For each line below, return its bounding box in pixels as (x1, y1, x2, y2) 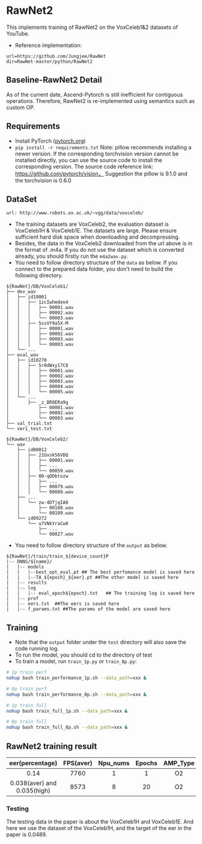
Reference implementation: (14, 42, 82, 49)
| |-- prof (6, 596, 39, 602)
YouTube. (6, 30, 30, 37)
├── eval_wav (6, 352, 39, 358)
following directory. (14, 272, 63, 279)
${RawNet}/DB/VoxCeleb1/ (6, 284, 69, 290)
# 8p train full (6, 719, 47, 725)
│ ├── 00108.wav (17, 505, 74, 511)
